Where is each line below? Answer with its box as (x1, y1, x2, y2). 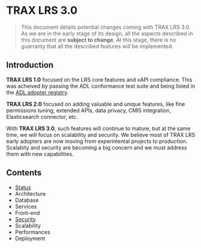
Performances (14, 228, 50, 235)
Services (14, 202, 37, 210)
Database (14, 196, 39, 204)
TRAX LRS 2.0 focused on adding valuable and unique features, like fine (6, 100, 185, 107)
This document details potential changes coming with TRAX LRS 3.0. (20, 23, 191, 31)
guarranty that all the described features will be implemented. (20, 43, 174, 50)
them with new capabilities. (6, 150, 74, 157)
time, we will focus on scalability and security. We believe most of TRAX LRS (6, 131, 196, 138)
